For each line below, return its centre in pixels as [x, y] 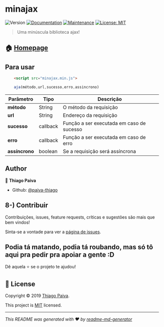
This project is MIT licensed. [33, 305]
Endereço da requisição [90, 115]
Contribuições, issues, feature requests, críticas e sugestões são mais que [80, 217]
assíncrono [21, 151]
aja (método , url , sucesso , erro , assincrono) [56, 87]
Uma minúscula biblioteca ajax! [48, 32]
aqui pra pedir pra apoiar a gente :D [60, 254]
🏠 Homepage [27, 48]
